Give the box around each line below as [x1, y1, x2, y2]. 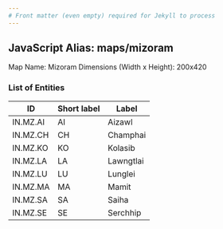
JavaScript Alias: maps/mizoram [8, 41, 174, 55]
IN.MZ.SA [12, 194, 48, 205]
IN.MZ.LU [12, 168, 48, 180]
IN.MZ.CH [12, 129, 49, 140]
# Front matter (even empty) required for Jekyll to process [8, 11, 216, 20]
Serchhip [107, 207, 142, 218]
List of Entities [8, 82, 65, 93]
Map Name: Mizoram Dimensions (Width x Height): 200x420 [8, 62, 207, 72]
